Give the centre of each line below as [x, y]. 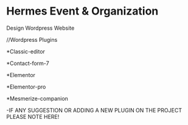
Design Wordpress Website [40, 28]
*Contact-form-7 [28, 63]
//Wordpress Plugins [32, 39]
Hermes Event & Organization [82, 11]
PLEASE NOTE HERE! [33, 117]
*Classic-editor [26, 51]
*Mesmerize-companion [37, 98]
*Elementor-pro [26, 87]
